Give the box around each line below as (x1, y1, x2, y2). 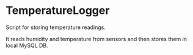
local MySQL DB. (5, 42, 48, 49)
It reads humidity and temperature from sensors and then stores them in (5, 35, 188, 42)
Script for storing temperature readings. (5, 24, 106, 31)
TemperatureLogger (5, 4, 110, 18)
